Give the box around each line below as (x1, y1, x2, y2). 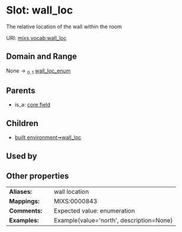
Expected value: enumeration (54, 207, 135, 215)
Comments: (9, 207, 43, 215)
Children (6, 118, 38, 128)
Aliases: (9, 188, 32, 196)
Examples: (9, 216, 40, 224)
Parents (6, 85, 35, 95)
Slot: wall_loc (6, 4, 73, 17)
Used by (6, 151, 37, 161)
